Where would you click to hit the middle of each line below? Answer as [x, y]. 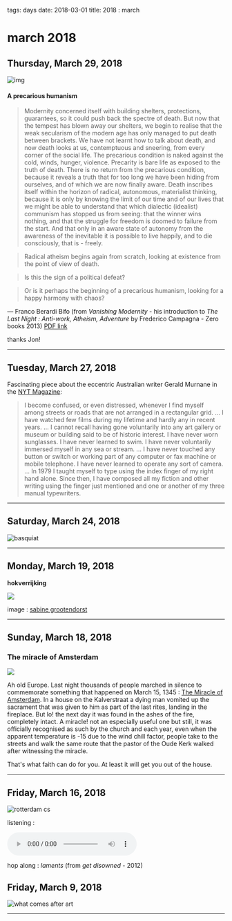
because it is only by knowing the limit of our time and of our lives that [124, 199]
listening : [21, 823]
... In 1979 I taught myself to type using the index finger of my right [119, 471]
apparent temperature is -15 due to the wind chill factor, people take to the [113, 737]
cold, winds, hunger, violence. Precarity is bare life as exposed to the [122, 162]
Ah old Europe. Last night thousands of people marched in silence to [105, 685]
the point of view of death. [62, 264]
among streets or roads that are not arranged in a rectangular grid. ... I [124, 412]
